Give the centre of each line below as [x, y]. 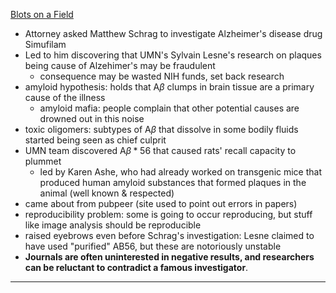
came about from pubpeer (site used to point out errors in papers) [161, 203]
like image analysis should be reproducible [113, 225]
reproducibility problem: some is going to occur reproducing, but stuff [168, 214]
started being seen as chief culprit [95, 140]
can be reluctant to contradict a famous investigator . [136, 267]
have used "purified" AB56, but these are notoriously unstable [153, 246]
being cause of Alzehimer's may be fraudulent [120, 65]
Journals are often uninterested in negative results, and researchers [169, 257]
